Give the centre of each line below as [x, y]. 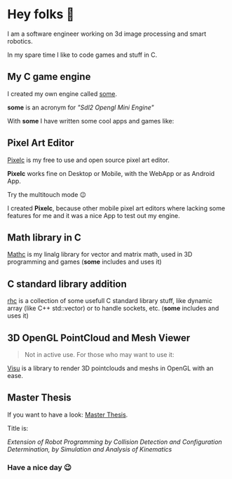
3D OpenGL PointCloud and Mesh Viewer [99, 338]
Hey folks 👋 [41, 14]
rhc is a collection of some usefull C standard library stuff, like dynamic [110, 301]
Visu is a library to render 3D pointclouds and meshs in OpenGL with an [110, 368]
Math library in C [45, 237]
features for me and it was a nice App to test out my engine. [94, 215]
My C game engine [49, 77]
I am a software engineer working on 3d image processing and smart [107, 34]
